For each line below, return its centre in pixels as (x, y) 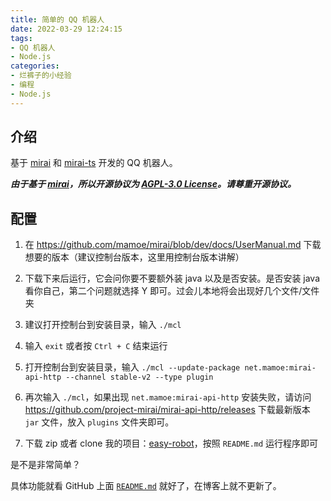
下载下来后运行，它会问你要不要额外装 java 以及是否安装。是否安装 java (172, 278)
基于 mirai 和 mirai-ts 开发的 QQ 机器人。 (94, 163)
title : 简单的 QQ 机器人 (57, 19)
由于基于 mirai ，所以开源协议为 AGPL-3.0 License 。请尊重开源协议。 (153, 184)
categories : (35, 66)
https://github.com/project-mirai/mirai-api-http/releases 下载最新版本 (167, 410)
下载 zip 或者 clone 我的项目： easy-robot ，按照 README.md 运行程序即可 (171, 443)
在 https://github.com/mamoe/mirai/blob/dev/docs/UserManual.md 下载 (173, 245)
